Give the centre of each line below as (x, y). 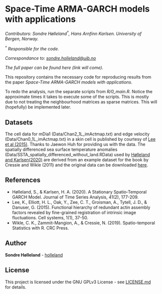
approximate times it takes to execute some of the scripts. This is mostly (77, 97)
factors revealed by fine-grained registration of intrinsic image (74, 212)
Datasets (19, 122)
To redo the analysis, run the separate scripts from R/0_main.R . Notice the (79, 92)
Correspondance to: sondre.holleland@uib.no (51, 58)
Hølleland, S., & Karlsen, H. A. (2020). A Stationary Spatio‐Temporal (79, 192)
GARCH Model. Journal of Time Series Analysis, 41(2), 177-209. (75, 197)
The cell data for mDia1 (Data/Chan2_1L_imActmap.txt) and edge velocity (77, 134)
